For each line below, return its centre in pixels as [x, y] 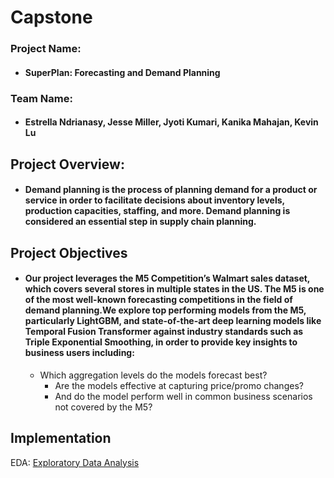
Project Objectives [69, 252]
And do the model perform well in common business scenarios [183, 396]
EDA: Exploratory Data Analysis [75, 462]
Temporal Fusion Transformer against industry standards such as [164, 332]
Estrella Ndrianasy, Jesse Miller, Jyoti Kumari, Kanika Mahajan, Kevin [171, 122]
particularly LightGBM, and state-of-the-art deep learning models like [173, 321]
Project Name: [46, 49]
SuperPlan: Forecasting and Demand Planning [122, 72]
